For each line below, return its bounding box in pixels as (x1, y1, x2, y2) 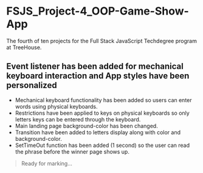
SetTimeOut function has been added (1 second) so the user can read (15, 141, 190, 149)
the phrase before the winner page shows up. (15, 148, 129, 155)
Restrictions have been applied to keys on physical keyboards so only (15, 109, 190, 117)
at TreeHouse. (6, 44, 42, 51)
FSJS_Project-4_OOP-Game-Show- (6, 4, 190, 18)
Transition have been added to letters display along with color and (15, 129, 181, 136)
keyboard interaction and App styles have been (6, 71, 190, 81)
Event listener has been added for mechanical (6, 61, 184, 72)
